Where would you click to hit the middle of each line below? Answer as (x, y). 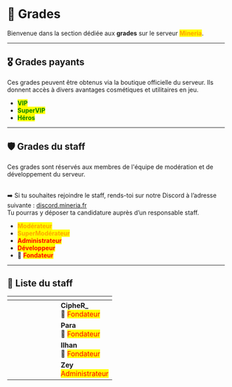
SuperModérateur (43, 233)
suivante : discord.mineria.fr (47, 205)
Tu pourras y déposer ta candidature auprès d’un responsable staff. (103, 212)
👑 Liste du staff (40, 283)
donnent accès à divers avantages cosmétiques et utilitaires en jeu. (103, 90)
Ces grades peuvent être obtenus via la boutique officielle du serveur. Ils (110, 82)
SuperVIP (31, 110)
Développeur (36, 248)
